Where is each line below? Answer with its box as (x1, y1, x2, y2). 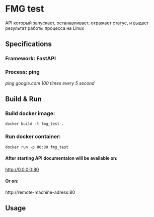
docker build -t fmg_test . (5, 121, 64, 126)
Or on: (5, 178, 19, 184)
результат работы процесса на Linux (5, 25, 85, 31)
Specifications (5, 40, 52, 49)
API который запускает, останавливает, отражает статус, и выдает (5, 20, 149, 26)
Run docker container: (5, 133, 61, 140)
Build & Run (5, 95, 42, 103)
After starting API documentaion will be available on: (5, 155, 118, 161)
